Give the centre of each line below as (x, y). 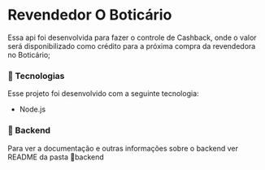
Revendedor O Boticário (90, 15)
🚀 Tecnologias (36, 76)
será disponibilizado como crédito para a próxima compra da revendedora (132, 46)
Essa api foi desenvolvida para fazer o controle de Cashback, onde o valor (132, 37)
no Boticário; (29, 54)
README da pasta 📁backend (56, 157)
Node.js (33, 109)
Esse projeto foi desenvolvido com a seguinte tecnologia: (104, 94)
